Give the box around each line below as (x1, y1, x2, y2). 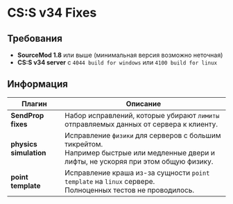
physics (10, 139, 38, 148)
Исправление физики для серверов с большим (64, 130, 221, 140)
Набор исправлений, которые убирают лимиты (64, 110, 220, 120)
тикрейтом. (64, 139, 103, 148)
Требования (7, 33, 62, 44)
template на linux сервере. (64, 176, 155, 186)
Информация (7, 78, 68, 90)
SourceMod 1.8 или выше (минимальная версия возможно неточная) (17, 51, 223, 59)
